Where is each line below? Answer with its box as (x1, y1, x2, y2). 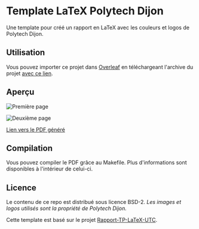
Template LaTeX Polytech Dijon (6, 4, 164, 18)
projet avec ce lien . (6, 70, 53, 77)
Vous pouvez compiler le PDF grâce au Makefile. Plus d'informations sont (6, 159, 187, 166)
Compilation (6, 143, 53, 153)
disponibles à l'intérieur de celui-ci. (6, 165, 93, 172)
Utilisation (6, 48, 45, 58)
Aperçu (6, 87, 35, 97)
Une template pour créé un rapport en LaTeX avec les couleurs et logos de (6, 24, 190, 31)
